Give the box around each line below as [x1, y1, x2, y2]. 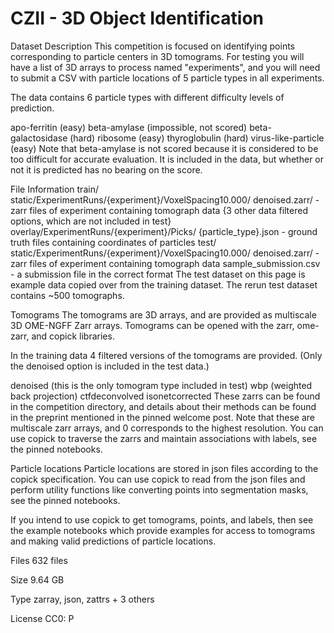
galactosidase [10, 132, 68, 144]
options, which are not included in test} [10, 215, 172, 227]
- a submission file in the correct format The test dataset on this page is [10, 268, 306, 280]
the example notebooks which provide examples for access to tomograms [10, 524, 316, 536]
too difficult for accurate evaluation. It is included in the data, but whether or [10, 153, 325, 165]
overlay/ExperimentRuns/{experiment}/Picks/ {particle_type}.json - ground [10, 225, 318, 237]
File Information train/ [10, 183, 99, 195]
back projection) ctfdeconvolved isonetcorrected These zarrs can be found [10, 390, 321, 402]
